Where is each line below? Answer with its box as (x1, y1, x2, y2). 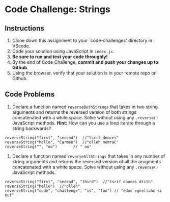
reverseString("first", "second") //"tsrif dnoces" (5, 135, 119, 140)
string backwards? (12, 125, 51, 131)
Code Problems (5, 90, 55, 99)
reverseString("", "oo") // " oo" (5, 144, 92, 149)
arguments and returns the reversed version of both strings (12, 109, 137, 115)
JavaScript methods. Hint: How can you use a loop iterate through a (12, 120, 155, 126)
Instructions (5, 24, 44, 33)
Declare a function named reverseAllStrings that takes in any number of (12, 153, 165, 159)
